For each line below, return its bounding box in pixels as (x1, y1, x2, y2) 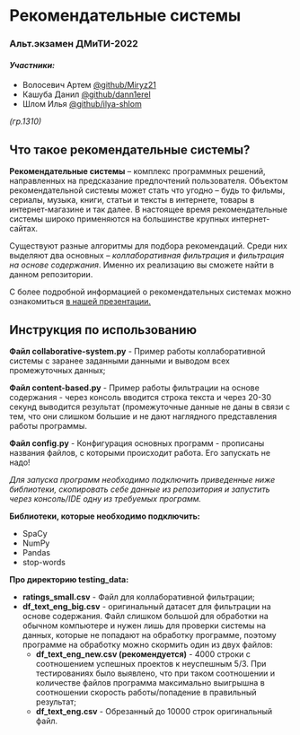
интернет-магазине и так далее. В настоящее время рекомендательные (9, 204, 287, 215)
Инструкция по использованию (9, 322, 198, 337)
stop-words (22, 556, 66, 567)
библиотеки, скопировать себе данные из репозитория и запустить (9, 484, 271, 494)
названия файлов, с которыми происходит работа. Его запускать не (9, 447, 271, 458)
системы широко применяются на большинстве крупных (9, 214, 230, 224)
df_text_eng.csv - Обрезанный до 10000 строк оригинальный (35, 705, 273, 716)
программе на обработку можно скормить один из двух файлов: (22, 639, 274, 650)
